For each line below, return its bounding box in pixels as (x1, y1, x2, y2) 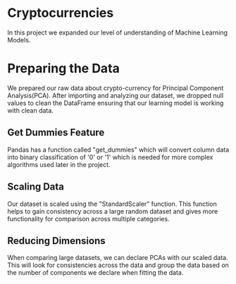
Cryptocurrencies (7, 5, 114, 21)
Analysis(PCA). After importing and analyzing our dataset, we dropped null (7, 91, 224, 99)
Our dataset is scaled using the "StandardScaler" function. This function (7, 199, 217, 208)
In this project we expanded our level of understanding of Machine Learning (7, 28, 228, 37)
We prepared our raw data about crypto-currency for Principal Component (7, 83, 224, 92)
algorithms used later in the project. (7, 160, 111, 168)
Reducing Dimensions (7, 235, 106, 247)
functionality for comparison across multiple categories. (7, 214, 170, 223)
